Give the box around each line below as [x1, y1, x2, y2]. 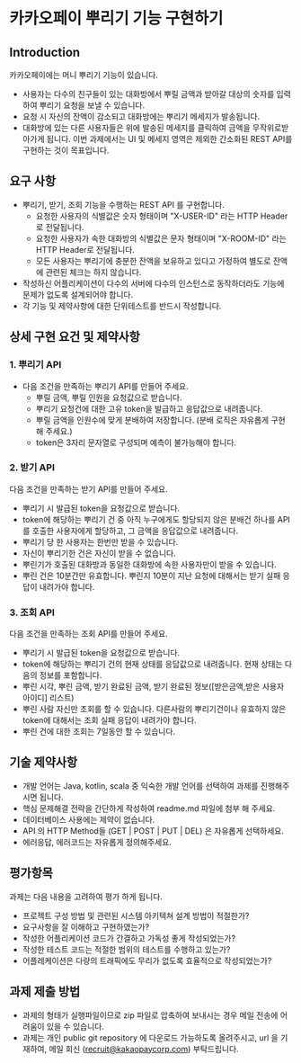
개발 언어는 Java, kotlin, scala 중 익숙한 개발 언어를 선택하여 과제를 [22, 780, 259, 791]
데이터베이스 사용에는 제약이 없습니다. [22, 814, 155, 825]
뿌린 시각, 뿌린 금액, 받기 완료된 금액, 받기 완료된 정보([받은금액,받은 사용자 [22, 681, 285, 692]
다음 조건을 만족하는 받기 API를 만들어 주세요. [9, 483, 168, 495]
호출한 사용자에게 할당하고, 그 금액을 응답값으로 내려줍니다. [31, 525, 239, 536]
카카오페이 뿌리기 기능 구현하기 [9, 8, 224, 29]
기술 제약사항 [9, 755, 78, 770]
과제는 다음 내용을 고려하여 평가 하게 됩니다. [9, 891, 164, 902]
